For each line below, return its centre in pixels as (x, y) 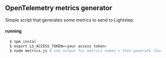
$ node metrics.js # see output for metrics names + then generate (81, 51)
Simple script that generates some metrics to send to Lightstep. (70, 20)
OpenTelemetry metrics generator (59, 8)
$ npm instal (23, 42)
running (14, 31)
